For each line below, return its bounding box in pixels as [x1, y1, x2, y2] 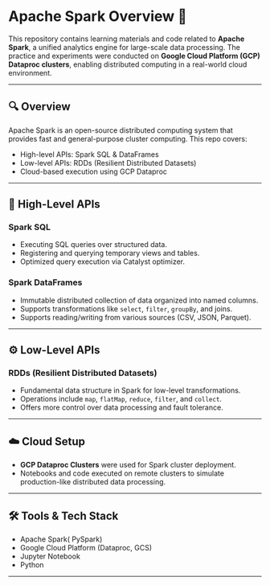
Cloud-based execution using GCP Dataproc [19, 167, 167, 176]
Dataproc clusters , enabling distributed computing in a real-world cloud [8, 60, 247, 69]
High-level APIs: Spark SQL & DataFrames [19, 149, 159, 159]
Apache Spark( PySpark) [19, 534, 103, 544]
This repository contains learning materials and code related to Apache [8, 34, 245, 43]
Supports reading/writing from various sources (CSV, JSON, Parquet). [19, 312, 252, 322]
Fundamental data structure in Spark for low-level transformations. [19, 385, 241, 395]
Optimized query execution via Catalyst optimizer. [19, 257, 185, 266]
